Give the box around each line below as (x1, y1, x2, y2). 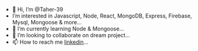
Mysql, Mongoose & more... (12, 19, 82, 25)
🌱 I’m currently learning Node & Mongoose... (12, 25, 124, 32)
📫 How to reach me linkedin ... (12, 38, 89, 46)
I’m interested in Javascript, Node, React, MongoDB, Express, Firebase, (12, 12, 193, 19)
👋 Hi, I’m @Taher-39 (12, 6, 64, 13)
